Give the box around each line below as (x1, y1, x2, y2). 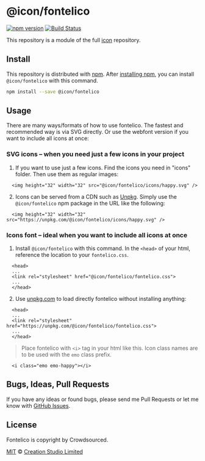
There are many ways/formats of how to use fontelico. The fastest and (6, 122, 184, 129)
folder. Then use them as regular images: (15, 170, 119, 178)
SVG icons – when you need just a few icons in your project (6, 150, 185, 158)
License (6, 420, 37, 430)
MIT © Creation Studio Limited (6, 448, 84, 455)
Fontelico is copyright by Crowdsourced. (6, 436, 109, 443)
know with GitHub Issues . (6, 402, 71, 409)
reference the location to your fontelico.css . (15, 251, 129, 259)
